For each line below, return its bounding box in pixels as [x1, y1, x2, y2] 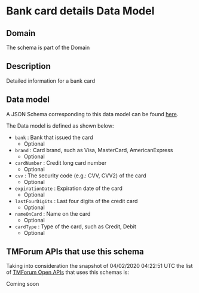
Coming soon [6, 280, 39, 288]
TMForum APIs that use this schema [6, 247, 145, 257]
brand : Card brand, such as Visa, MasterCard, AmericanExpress [14, 146, 173, 153]
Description [6, 61, 51, 71]
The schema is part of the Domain [6, 44, 90, 51]
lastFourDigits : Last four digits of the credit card [14, 197, 138, 204]
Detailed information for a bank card [6, 77, 96, 84]
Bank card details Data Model [6, 4, 155, 18]
